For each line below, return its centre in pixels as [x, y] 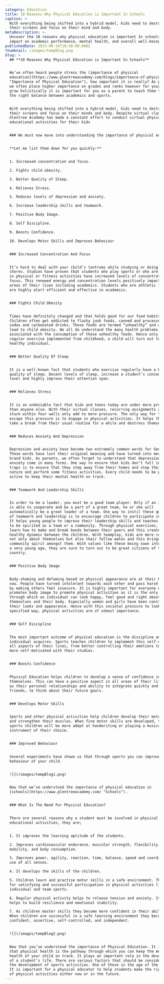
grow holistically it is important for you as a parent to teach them [83, 91]
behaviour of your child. [36, 761]
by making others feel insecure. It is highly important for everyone [83, 588]
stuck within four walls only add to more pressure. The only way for [83, 414]
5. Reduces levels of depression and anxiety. [58, 197]
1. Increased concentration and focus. [50, 161]
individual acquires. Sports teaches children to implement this [77, 642]
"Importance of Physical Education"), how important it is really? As [83, 82]
